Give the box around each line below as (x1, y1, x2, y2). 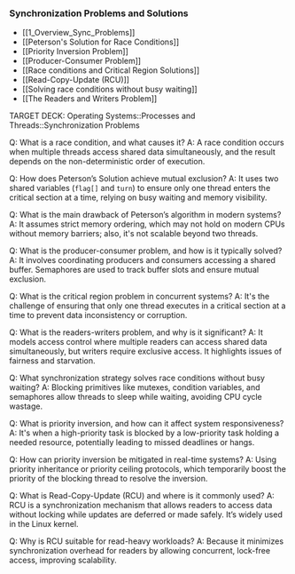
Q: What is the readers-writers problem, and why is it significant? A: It (9, 327, 263, 338)
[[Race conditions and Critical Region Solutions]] (21, 65, 200, 76)
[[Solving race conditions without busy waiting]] (21, 84, 198, 95)
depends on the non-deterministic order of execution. (9, 156, 206, 167)
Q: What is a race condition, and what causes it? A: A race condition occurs (9, 137, 285, 148)
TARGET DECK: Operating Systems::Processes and (9, 110, 196, 122)
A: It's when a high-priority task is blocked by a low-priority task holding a (9, 427, 280, 438)
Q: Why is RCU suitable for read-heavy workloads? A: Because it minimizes (9, 536, 284, 546)
